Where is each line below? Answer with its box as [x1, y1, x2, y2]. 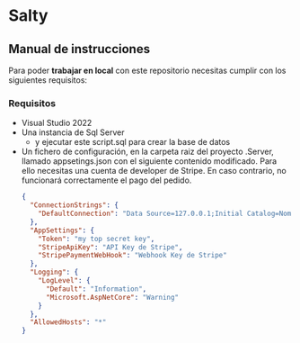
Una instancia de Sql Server [21, 127, 125, 138]
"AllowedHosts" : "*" [30, 318, 107, 327]
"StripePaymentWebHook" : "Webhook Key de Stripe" [38, 251, 227, 260]
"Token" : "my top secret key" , [38, 234, 155, 243]
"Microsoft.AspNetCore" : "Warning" [45, 293, 180, 302]
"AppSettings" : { [30, 226, 95, 235]
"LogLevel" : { [38, 276, 91, 285]
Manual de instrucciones [8, 41, 150, 57]
